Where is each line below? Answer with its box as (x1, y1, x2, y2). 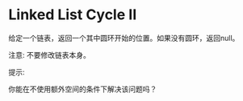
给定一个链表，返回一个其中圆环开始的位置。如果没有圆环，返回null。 (8, 33, 240, 42)
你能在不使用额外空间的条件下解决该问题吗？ (8, 84, 157, 94)
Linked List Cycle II (8, 6, 137, 24)
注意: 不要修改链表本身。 (8, 50, 90, 59)
